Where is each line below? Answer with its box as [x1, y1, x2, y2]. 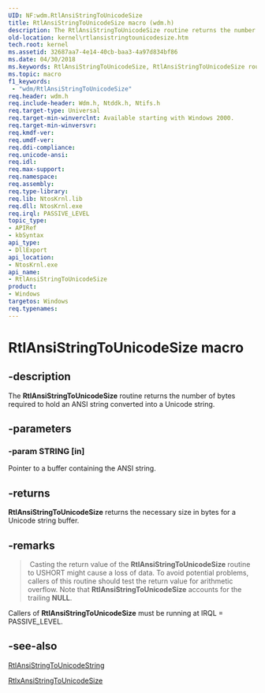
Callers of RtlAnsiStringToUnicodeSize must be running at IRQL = [8, 608, 223, 617]
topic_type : [8, 217, 47, 225]
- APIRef [8, 224, 37, 233]
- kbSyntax [8, 232, 44, 240]
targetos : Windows [8, 297, 69, 305]
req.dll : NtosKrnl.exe [8, 202, 83, 210]
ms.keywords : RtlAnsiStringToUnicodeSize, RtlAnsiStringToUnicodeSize [8, 63, 245, 71]
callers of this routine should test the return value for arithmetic [27, 576, 233, 586]
